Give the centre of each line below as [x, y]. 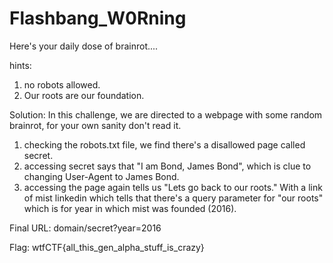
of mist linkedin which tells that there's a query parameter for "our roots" [173, 198]
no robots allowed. [62, 84]
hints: [20, 65]
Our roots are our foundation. [84, 95]
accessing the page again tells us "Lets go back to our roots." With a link [173, 187]
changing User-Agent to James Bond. [101, 176]
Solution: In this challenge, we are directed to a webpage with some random [166, 114]
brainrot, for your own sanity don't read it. [95, 125]
